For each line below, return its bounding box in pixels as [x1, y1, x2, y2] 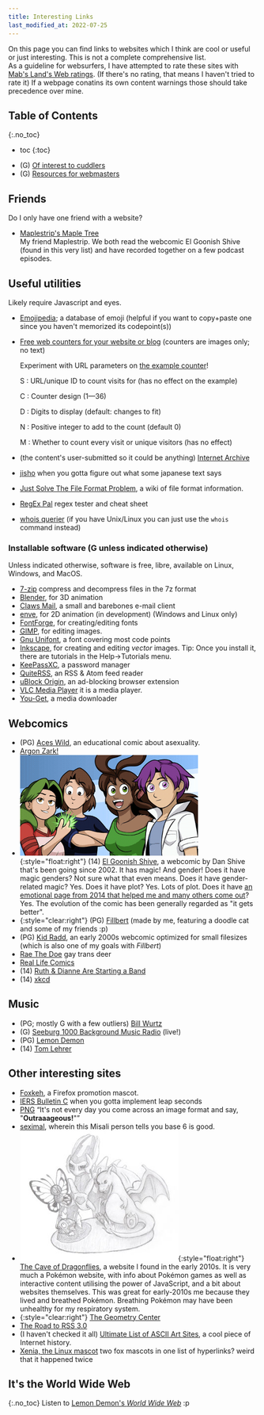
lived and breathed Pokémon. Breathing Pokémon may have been [19, 1295, 233, 1305]
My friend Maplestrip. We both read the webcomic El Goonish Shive [19, 237, 241, 247]
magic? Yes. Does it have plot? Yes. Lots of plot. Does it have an [44, 882, 253, 892]
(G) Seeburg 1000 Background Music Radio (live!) [19, 1027, 182, 1036]
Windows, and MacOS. [8, 569, 83, 579]
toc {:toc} [19, 145, 51, 155]
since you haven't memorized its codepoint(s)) [19, 321, 172, 331]
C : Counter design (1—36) [19, 391, 107, 400]
